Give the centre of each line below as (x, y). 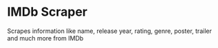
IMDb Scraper (47, 12)
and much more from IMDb (45, 38)
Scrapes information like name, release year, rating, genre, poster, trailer (109, 31)
